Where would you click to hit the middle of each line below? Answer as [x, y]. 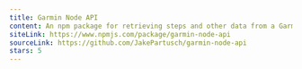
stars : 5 [26, 51]
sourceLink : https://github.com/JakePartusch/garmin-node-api [128, 43]
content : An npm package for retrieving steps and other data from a [142, 26]
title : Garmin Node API [54, 17]
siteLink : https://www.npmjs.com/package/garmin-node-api [120, 34]
